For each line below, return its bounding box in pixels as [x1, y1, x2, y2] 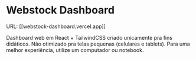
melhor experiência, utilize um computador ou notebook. [6, 46, 144, 53]
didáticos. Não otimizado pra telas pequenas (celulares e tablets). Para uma [6, 40, 190, 47]
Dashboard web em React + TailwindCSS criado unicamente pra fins [6, 34, 173, 41]
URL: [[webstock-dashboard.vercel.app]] [6, 23, 106, 30]
